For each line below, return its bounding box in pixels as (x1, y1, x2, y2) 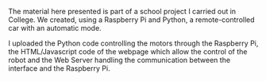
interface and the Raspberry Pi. (8, 64, 110, 73)
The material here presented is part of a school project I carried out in (8, 7, 237, 16)
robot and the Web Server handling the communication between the (8, 55, 231, 64)
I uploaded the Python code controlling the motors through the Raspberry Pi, (8, 39, 259, 48)
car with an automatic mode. (8, 24, 102, 32)
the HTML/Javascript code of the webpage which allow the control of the (8, 47, 248, 56)
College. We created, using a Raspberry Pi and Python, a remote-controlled (8, 15, 256, 24)
